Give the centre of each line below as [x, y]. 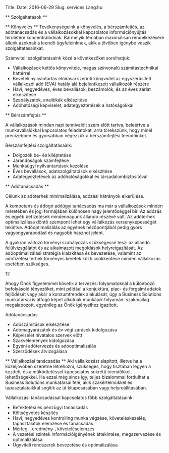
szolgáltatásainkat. [25, 48]
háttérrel [21, 73]
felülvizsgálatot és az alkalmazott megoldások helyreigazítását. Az [74, 248]
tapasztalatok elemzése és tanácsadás [53, 423]
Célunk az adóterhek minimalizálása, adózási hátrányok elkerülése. [75, 196]
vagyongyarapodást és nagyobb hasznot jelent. [55, 233]
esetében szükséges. [27, 264]
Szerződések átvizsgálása [40, 351]
